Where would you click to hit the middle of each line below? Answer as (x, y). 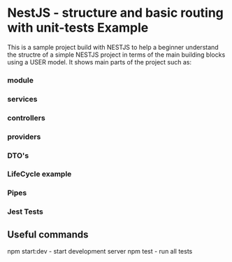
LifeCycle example (39, 174)
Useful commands (48, 234)
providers (24, 137)
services (22, 99)
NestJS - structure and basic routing (115, 13)
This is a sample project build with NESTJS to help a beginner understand (113, 47)
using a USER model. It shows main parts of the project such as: (100, 62)
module (20, 80)
